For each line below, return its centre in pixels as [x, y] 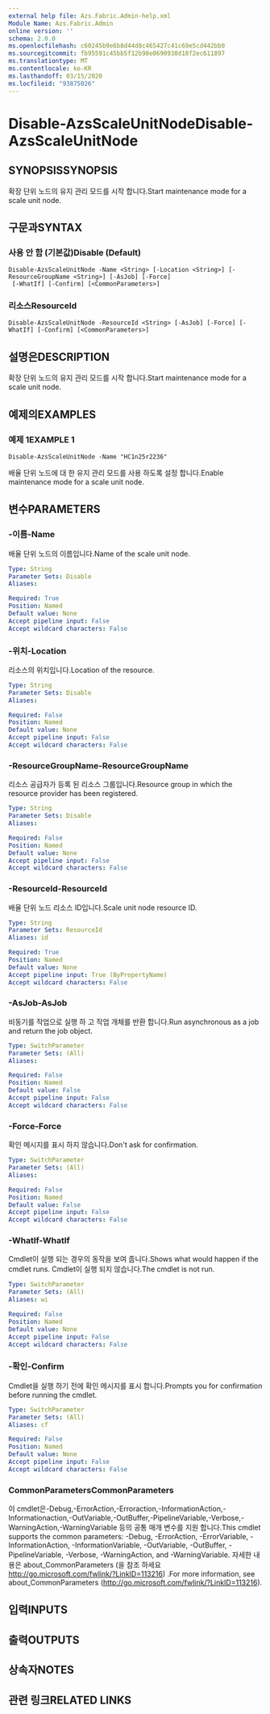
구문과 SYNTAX [46, 227]
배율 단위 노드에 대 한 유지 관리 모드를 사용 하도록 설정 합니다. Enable [116, 472]
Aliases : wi [28, 1300]
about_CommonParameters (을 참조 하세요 [92, 1565]
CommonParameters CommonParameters [91, 1490]
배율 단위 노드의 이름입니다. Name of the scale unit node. [100, 553]
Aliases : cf [28, 1424]
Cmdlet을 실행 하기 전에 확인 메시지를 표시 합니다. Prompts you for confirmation [135, 1386]
